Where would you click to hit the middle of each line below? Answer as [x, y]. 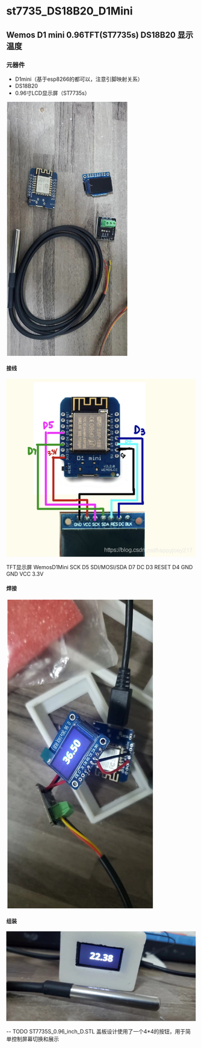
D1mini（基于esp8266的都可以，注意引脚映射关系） [79, 79]
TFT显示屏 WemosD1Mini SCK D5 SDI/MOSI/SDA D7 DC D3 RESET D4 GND [100, 567]
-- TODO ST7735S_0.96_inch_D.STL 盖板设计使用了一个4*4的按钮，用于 [96, 1032]
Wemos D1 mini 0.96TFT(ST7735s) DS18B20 [91, 35]
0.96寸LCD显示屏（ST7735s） [52, 93]
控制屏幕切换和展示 [35, 1039]
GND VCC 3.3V [25, 573]
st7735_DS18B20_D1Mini [70, 11]
